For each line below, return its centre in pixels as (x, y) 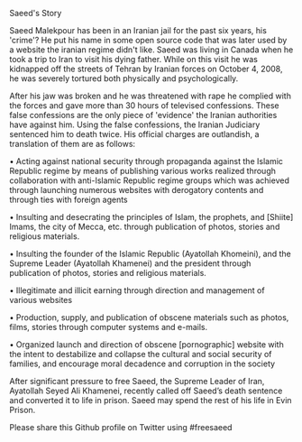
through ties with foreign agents (69, 199)
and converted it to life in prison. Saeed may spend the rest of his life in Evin (151, 400)
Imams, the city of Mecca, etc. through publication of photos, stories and (145, 226)
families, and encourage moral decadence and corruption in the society (142, 364)
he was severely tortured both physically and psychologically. (124, 78)
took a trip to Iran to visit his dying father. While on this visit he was (134, 59)
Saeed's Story (36, 13)
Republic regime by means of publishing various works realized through (143, 171)
